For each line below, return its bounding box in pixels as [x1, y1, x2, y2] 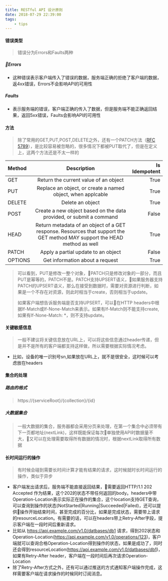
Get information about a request [43, 256, 118, 263]
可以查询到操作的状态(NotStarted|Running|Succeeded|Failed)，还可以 [12, 502, 156, 508]
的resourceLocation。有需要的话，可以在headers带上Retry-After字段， [12, 515, 158, 521]
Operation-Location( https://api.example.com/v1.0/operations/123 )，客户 [12, 534, 161, 540]
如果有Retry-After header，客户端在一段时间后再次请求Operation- [12, 552, 148, 558]
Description [66, 165, 95, 172]
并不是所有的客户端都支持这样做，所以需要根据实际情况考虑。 [21, 343, 149, 349]
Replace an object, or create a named [36, 184, 124, 191]
